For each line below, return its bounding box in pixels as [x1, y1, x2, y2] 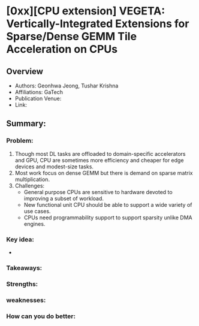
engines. [23, 220, 46, 227]
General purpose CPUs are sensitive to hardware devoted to [23, 188, 173, 195]
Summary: [6, 119, 46, 129]
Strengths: [6, 280, 38, 288]
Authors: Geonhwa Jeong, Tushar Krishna [14, 82, 119, 89]
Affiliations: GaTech [14, 89, 64, 95]
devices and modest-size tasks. [14, 163, 94, 170]
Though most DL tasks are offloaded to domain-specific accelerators [14, 150, 186, 157]
